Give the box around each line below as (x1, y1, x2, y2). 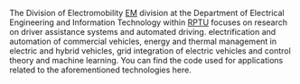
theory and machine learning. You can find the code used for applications (9, 55, 284, 65)
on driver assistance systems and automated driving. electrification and (9, 27, 277, 37)
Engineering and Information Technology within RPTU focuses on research (9, 17, 287, 28)
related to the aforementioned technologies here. (9, 64, 192, 75)
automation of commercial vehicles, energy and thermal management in (9, 36, 277, 46)
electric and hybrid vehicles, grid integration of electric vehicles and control (9, 46, 291, 56)
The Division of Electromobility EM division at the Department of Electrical (9, 8, 285, 18)
